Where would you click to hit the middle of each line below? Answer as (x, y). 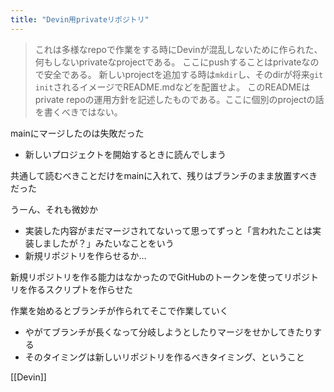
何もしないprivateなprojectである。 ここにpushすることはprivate (168, 62)
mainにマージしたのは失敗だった (77, 133)
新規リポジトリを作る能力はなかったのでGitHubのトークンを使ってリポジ (160, 277)
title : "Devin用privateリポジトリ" (80, 19)
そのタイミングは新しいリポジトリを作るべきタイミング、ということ (164, 357)
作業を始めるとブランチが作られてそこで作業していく (119, 310)
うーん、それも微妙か (54, 209)
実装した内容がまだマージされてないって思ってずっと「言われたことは (168, 230)
